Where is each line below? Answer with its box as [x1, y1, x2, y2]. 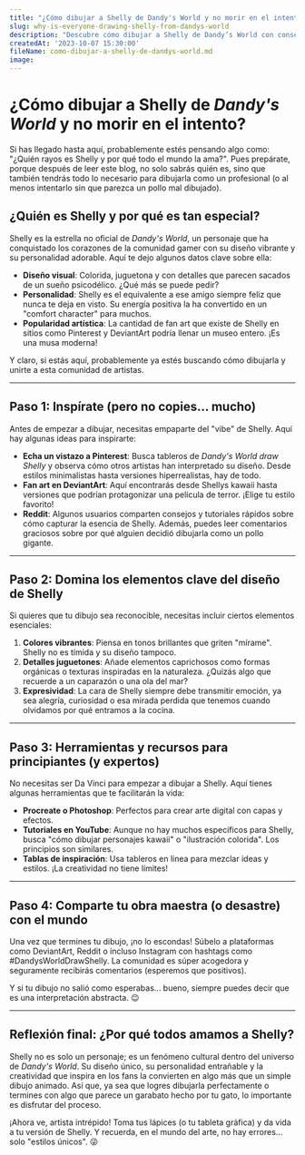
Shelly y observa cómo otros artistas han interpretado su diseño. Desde [22, 460, 291, 471]
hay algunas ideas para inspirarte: [9, 433, 136, 444]
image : [9, 55, 34, 64]
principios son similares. [22, 844, 113, 855]
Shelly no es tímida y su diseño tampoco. [22, 647, 177, 658]
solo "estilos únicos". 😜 [9, 1136, 99, 1147]
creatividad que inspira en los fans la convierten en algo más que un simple [9, 1070, 292, 1081]
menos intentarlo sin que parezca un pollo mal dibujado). [9, 182, 222, 193]
